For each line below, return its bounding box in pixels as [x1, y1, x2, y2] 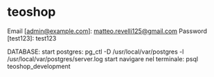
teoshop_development [7, 62, 71, 70]
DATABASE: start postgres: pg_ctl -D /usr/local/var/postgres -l [7, 47, 184, 56]
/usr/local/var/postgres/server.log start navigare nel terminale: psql [7, 54, 199, 63]
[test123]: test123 [7, 34, 57, 42]
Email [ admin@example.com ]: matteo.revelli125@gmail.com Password [7, 27, 208, 35]
